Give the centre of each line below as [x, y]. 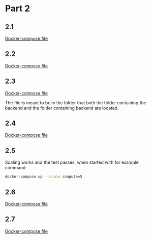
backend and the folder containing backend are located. [62, 108]
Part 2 [18, 9]
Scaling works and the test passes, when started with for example [72, 162]
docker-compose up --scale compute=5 [44, 177]
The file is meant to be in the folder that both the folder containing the [76, 103]
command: [16, 168]
